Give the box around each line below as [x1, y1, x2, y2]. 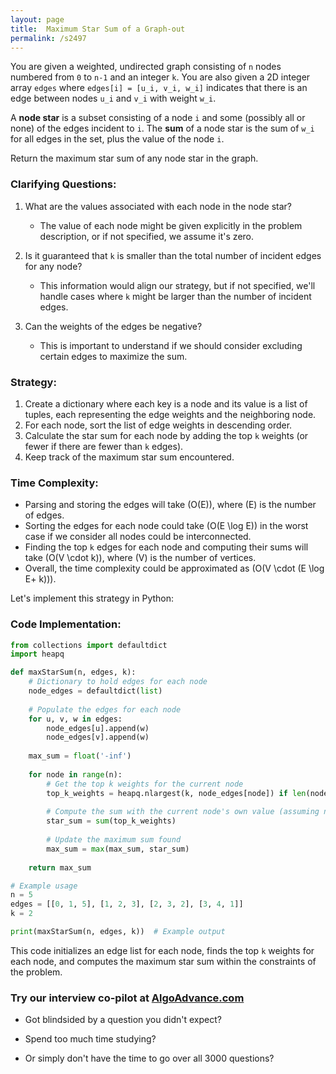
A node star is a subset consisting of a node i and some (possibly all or [10, 112, 306, 124]
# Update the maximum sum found [46, 835, 182, 845]
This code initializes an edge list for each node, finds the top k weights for [10, 944, 315, 956]
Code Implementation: [10, 617, 122, 631]
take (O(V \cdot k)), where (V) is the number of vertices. [24, 552, 257, 564]
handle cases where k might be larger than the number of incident [39, 290, 312, 302]
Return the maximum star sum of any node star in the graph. [10, 152, 259, 165]
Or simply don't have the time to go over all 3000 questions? [24, 1052, 275, 1065]
